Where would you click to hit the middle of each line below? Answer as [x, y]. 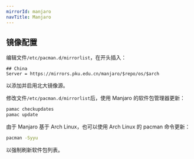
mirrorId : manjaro [29, 11]
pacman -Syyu [22, 138]
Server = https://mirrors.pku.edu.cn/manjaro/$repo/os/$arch [83, 74]
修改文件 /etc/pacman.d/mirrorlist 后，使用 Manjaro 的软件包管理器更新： [96, 98]
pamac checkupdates [30, 110]
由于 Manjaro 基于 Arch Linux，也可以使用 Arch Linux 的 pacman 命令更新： [98, 127]
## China [17, 69]
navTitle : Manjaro [29, 17]
